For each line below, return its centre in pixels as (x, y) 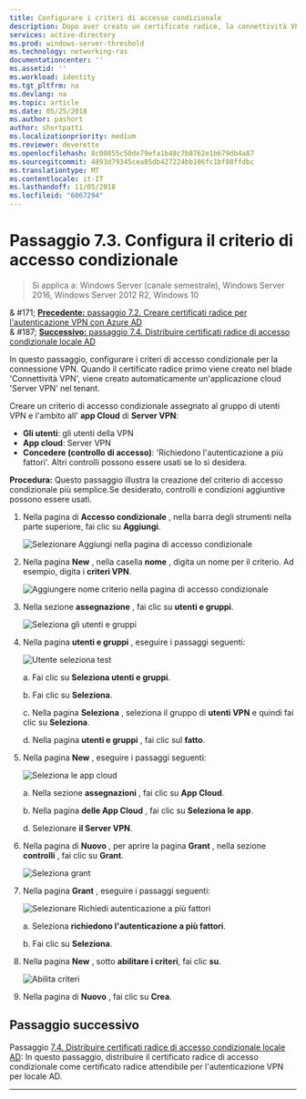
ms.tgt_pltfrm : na (44, 86)
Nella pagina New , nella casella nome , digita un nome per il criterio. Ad (158, 562)
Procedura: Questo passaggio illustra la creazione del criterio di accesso (147, 480)
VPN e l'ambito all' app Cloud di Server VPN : (94, 415)
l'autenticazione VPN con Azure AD (76, 322)
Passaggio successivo (74, 1025)
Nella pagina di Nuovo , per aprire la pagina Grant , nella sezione (144, 845)
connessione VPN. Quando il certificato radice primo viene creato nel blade (151, 369)
